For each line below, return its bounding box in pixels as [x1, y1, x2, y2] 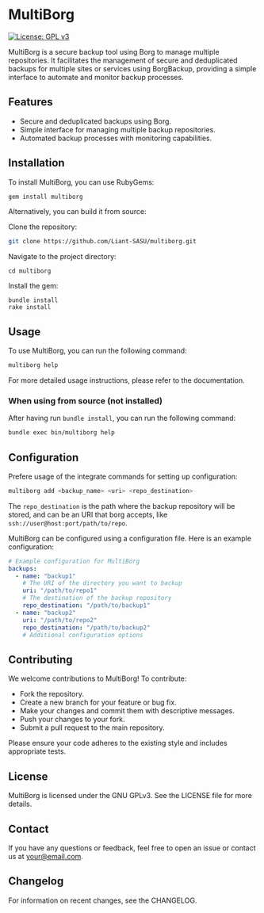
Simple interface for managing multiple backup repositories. [19, 124, 216, 134]
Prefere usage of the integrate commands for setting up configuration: [8, 472, 238, 481]
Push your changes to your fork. [19, 715, 125, 724]
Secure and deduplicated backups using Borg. [19, 117, 172, 126]
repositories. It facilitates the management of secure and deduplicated [8, 55, 238, 65]
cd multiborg [8, 267, 52, 275]
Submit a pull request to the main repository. [19, 723, 165, 732]
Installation [8, 156, 65, 170]
